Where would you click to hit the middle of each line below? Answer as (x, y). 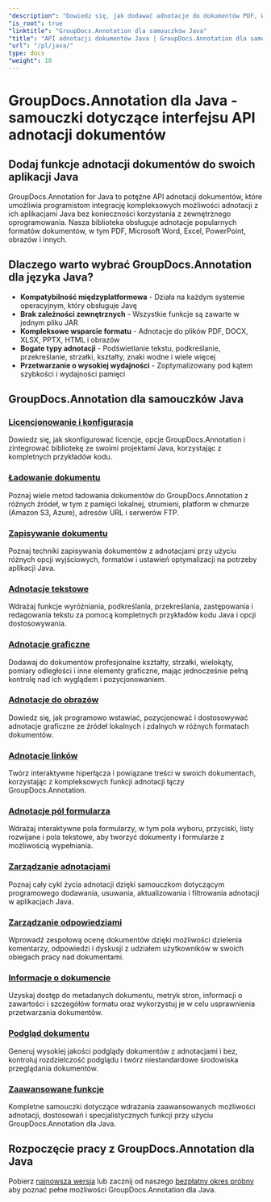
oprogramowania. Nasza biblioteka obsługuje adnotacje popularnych (123, 222)
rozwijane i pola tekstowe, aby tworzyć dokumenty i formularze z (117, 837)
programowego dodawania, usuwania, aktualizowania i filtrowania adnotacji (134, 892)
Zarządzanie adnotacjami (59, 867)
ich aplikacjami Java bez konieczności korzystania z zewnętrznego (120, 214)
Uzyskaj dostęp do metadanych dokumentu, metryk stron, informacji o (125, 996)
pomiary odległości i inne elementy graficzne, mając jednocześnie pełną (128, 671)
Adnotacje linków (43, 755)
